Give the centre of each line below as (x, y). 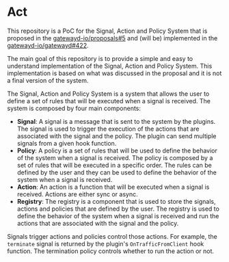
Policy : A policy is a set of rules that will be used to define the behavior (117, 150)
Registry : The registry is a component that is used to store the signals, (117, 201)
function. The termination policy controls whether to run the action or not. (110, 251)
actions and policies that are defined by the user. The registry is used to (118, 209)
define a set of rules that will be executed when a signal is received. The (109, 101)
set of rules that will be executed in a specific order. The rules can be (114, 165)
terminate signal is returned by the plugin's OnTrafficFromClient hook (106, 244)
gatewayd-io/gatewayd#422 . (48, 45)
